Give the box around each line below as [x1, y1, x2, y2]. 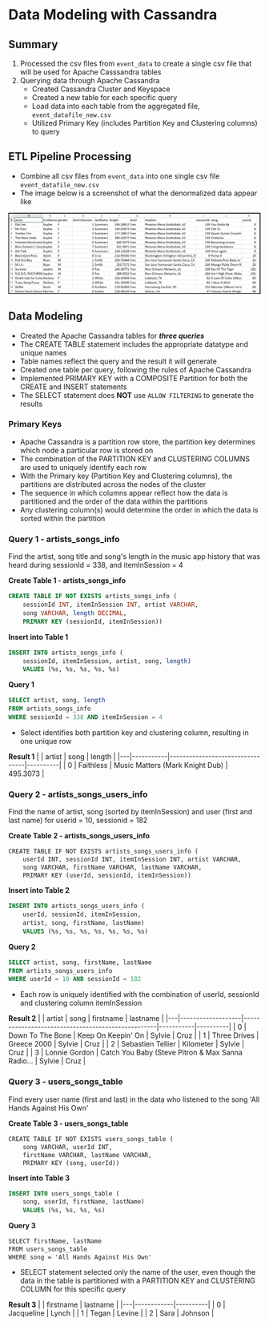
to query [31, 127, 60, 136]
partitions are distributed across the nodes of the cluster [19, 479, 207, 489]
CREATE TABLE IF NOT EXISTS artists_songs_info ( [8, 593, 178, 601]
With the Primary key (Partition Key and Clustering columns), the [19, 471, 233, 480]
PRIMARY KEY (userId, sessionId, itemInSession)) [22, 871, 192, 880]
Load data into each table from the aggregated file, [31, 102, 200, 110]
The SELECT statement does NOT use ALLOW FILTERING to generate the [19, 390, 255, 400]
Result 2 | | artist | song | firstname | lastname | [8, 1014, 164, 1023]
